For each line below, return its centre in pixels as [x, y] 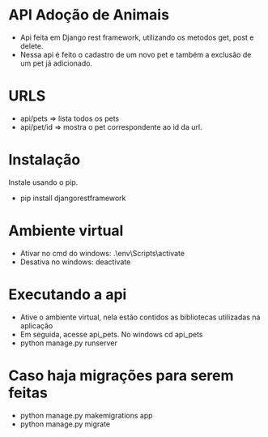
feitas [28, 393]
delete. [32, 45]
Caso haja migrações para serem [121, 375]
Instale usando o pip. [43, 182]
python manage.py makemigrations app [86, 415]
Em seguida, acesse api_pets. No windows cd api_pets [111, 334]
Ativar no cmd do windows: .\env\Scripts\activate [102, 253]
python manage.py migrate [65, 424]
